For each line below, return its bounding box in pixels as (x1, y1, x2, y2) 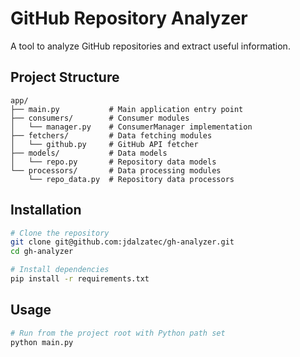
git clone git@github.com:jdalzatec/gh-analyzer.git (10, 237, 235, 247)
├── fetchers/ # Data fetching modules (10, 130, 213, 141)
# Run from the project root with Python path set (10, 328, 226, 338)
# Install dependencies (10, 265, 110, 275)
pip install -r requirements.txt (10, 274, 150, 284)
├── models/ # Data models (10, 148, 168, 158)
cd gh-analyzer (10, 247, 74, 257)
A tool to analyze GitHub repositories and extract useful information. (10, 40, 291, 52)
